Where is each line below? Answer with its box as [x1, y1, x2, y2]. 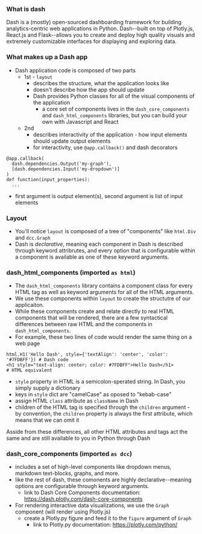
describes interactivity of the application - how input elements [33, 130, 188, 138]
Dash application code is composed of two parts [14, 66, 136, 74]
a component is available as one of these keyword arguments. [14, 253, 169, 260]
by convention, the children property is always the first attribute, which [14, 410, 193, 417]
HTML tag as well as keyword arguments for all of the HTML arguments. [14, 289, 194, 296]
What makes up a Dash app [6, 53, 88, 62]
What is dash [6, 5, 46, 13]
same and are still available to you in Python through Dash [6, 434, 151, 442]
